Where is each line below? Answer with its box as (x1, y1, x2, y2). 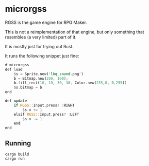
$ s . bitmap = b (14, 85, 42, 90)
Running (5, 139, 32, 147)
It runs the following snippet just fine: (5, 53, 79, 59)
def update (5, 98, 27, 103)
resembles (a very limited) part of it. (5, 34, 77, 40)
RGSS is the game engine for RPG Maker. (5, 19, 87, 25)
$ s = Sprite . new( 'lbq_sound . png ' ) (14, 72, 83, 76)
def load (5, 67, 23, 72)
